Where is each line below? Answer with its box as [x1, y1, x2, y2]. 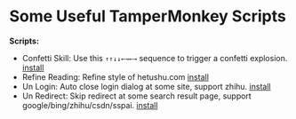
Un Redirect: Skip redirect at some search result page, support [21, 91, 252, 101]
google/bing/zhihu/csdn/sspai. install [21, 99, 158, 110]
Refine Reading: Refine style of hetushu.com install [21, 71, 209, 82]
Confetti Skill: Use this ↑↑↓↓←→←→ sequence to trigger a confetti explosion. [21, 52, 288, 63]
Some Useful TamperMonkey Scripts [9, 6, 286, 27]
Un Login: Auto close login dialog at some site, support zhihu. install [21, 81, 271, 91]
